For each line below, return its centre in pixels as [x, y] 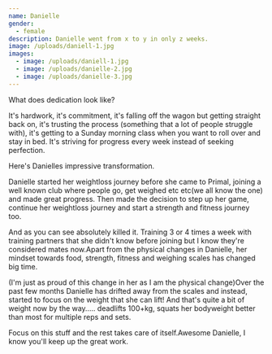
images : [22, 54]
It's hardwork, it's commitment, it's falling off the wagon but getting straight [135, 116]
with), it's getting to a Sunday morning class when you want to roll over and [135, 133]
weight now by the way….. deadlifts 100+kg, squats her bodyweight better [132, 308]
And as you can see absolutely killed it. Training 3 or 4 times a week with [130, 232]
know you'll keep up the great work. [68, 341]
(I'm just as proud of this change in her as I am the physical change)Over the [136, 282]
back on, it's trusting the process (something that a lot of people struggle [131, 124]
